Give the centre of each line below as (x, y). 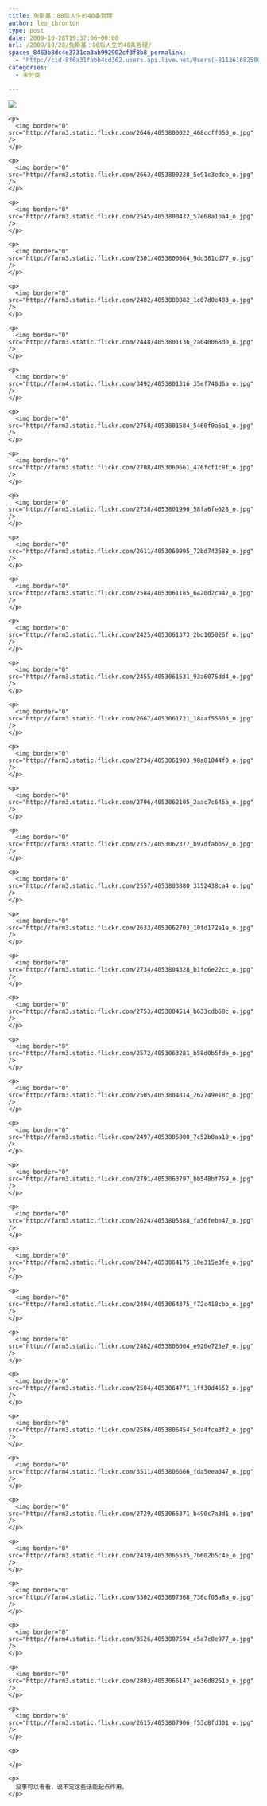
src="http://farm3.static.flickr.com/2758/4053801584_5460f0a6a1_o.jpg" (131, 426)
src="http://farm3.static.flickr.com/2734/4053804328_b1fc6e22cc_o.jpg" (131, 969)
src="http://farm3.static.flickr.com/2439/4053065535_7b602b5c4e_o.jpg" (131, 1555)
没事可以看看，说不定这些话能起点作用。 (72, 1787)
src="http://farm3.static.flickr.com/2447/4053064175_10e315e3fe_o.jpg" (131, 1262)
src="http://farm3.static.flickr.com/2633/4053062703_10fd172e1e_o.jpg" (131, 928)
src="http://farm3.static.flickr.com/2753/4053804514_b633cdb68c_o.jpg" (131, 1011)
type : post (26, 30)
